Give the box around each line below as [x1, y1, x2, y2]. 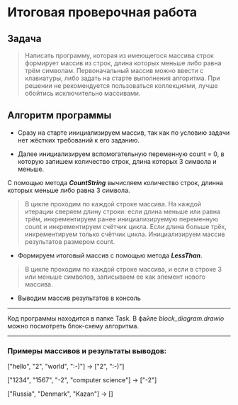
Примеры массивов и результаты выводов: [7, 345, 167, 355]
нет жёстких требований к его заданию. [17, 135, 140, 144]
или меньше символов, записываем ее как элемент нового [24, 272, 206, 281]
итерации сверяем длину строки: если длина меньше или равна [24, 207, 221, 216]
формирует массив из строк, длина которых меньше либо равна [24, 59, 222, 67]
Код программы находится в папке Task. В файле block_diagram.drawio [7, 314, 225, 323]
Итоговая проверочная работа [7, 4, 198, 21]
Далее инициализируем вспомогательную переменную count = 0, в [17, 150, 225, 158]
